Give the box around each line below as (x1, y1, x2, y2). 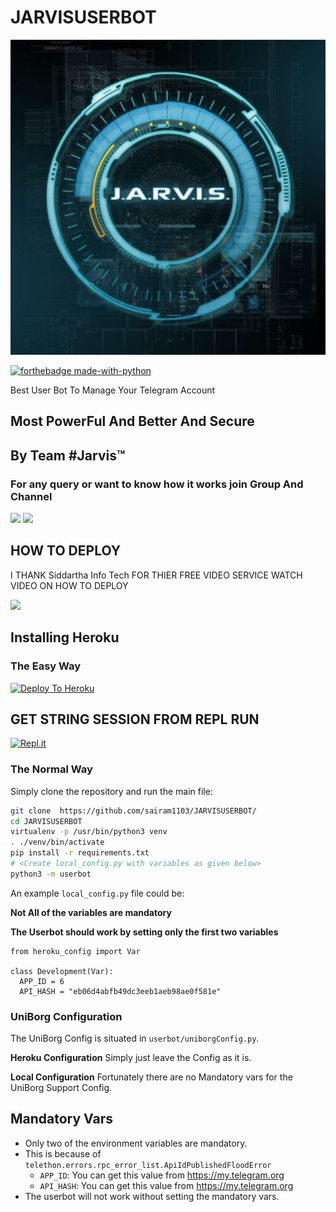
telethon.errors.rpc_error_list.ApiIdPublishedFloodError (24, 1160, 272, 1170)
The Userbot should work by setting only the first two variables (10, 926, 279, 938)
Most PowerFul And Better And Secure (10, 413, 255, 430)
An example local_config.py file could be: (10, 887, 185, 899)
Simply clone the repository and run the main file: (10, 785, 213, 797)
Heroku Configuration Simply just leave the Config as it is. (10, 1052, 252, 1064)
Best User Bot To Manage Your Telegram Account (10, 384, 216, 396)
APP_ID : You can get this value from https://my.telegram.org (39, 1169, 285, 1181)
